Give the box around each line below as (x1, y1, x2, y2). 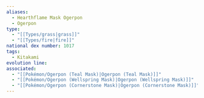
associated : (6, 65, 36, 72)
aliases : (6, 9, 29, 15)
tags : (6, 49, 20, 55)
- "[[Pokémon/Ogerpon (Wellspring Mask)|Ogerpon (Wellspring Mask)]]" (12, 77, 194, 83)
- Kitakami (12, 54, 39, 60)
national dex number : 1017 (6, 43, 75, 49)
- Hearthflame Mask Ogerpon (12, 15, 83, 21)
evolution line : (6, 60, 47, 66)
